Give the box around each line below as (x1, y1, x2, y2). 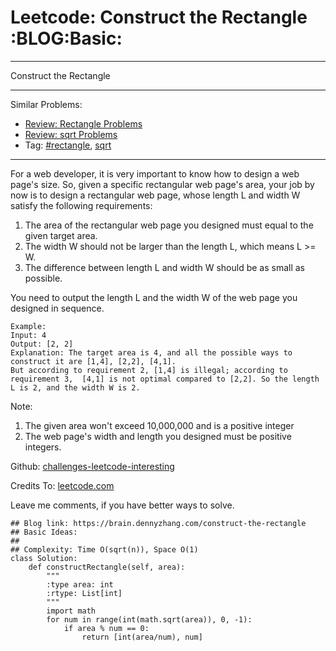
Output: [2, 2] (10, 339, 74, 349)
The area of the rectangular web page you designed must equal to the (24, 219, 314, 231)
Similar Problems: (10, 98, 83, 110)
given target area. (24, 229, 98, 241)
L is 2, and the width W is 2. (10, 382, 141, 393)
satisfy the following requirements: (10, 199, 153, 211)
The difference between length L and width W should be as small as (24, 261, 306, 273)
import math (46, 606, 97, 616)
